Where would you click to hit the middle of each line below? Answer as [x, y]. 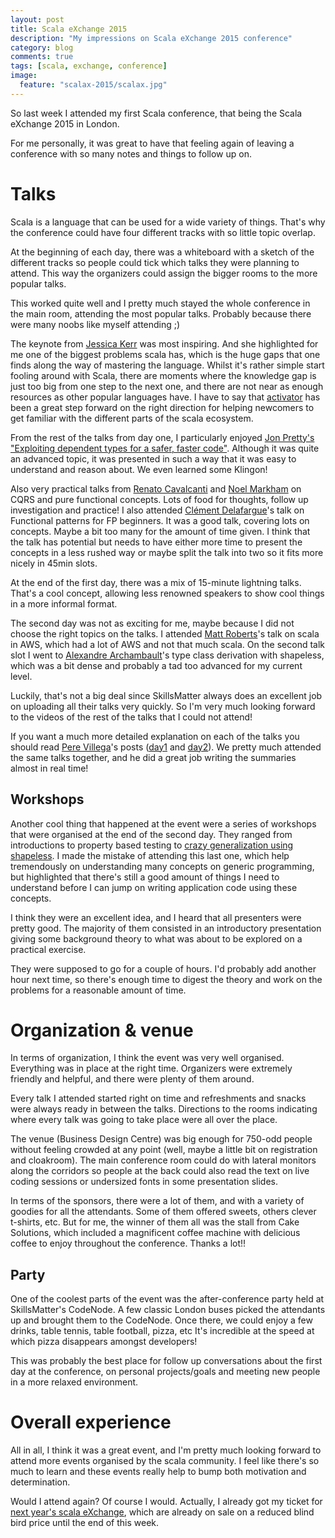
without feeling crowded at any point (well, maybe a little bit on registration [164, 1150]
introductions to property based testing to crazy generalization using [152, 845]
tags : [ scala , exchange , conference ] [89, 66]
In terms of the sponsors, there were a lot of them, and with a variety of [157, 1201]
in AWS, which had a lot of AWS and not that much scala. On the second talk [168, 644]
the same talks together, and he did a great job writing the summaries [153, 757]
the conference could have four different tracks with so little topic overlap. [163, 232]
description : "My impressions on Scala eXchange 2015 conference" [151, 38]
